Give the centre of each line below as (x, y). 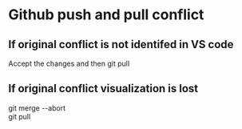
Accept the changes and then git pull (69, 63)
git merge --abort (37, 108)
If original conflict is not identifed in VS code (121, 44)
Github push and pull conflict (106, 15)
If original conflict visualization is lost (103, 89)
